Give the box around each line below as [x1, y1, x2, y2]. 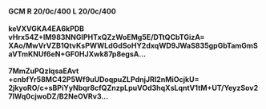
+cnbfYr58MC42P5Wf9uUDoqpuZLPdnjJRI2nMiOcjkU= [8, 75, 199, 84]
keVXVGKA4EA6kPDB [8, 24, 85, 33]
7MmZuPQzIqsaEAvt [8, 66, 79, 76]
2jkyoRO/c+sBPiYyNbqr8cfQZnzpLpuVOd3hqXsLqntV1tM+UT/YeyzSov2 [8, 84, 259, 93]
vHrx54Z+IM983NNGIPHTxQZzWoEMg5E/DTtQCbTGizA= [8, 33, 205, 42]
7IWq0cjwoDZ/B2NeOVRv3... [8, 91, 109, 101]
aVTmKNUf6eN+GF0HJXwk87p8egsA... [8, 49, 147, 59]
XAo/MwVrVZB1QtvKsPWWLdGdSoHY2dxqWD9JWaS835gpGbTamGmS [8, 41, 258, 51]
